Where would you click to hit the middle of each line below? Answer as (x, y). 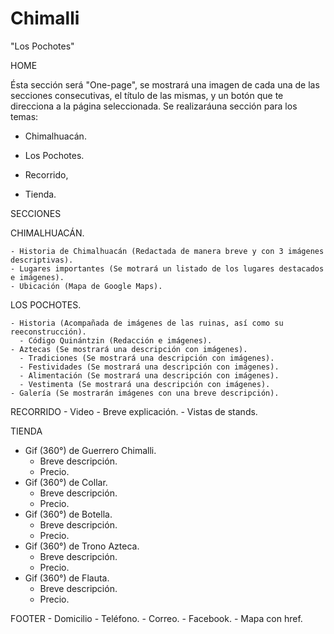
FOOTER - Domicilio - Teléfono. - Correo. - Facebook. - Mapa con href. (156, 618)
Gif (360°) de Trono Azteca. (82, 546)
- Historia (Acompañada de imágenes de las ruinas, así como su (147, 323)
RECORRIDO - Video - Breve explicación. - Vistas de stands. (134, 411)
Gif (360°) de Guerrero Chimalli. (90, 450)
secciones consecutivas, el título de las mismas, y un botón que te (147, 95)
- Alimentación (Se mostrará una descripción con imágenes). (149, 375)
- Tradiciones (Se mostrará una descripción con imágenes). (147, 358)
